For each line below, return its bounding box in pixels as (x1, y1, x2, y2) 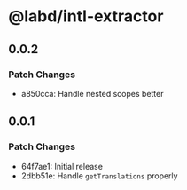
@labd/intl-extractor (8, 6, 164, 27)
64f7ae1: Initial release (20, 161, 104, 171)
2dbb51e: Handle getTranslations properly (20, 170, 178, 181)
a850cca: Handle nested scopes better (20, 88, 164, 99)
